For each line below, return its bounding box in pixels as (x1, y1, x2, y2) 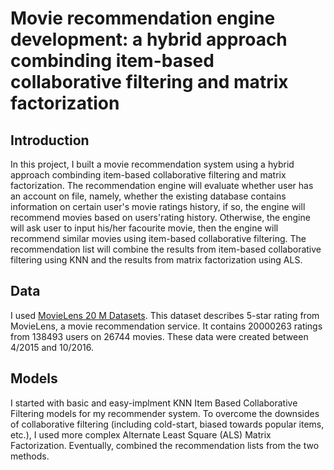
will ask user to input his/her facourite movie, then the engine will (10, 222, 279, 234)
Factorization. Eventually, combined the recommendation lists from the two (10, 439, 320, 451)
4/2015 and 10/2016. (10, 341, 94, 353)
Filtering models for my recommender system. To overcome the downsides (10, 407, 320, 419)
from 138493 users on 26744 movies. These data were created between (10, 330, 309, 342)
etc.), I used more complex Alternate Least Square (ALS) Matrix (10, 428, 272, 441)
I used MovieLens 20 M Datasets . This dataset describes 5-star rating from (10, 309, 320, 321)
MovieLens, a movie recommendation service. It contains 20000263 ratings (10, 320, 323, 332)
